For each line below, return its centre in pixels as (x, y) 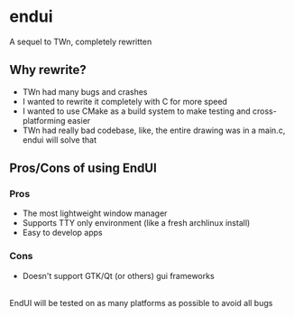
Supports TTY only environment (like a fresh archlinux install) (136, 223)
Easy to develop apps (62, 233)
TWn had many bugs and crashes (85, 91)
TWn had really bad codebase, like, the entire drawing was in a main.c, (154, 130)
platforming (44, 120)
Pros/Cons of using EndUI (83, 168)
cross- (264, 111)
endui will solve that (60, 140)
